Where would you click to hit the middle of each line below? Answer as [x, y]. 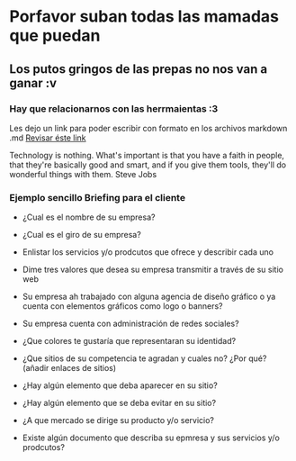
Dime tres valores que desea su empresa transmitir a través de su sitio [152, 270]
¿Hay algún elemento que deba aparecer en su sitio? [120, 385]
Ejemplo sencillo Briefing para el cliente [98, 197]
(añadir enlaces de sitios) [69, 368]
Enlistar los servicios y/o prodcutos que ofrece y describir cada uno [148, 252]
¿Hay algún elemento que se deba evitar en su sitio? [119, 403]
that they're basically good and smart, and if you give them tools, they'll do [148, 165]
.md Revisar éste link [48, 138]
